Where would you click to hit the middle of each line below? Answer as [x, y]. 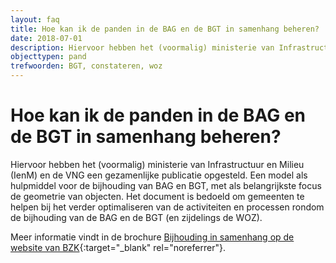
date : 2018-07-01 [46, 38]
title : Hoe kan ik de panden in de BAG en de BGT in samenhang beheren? [165, 29]
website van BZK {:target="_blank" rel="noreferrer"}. [118, 247]
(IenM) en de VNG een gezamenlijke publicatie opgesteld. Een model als [159, 175]
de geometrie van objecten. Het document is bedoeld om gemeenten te [157, 196]
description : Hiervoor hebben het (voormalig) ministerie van [142, 47]
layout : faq [35, 19]
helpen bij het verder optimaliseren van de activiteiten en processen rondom [167, 207]
